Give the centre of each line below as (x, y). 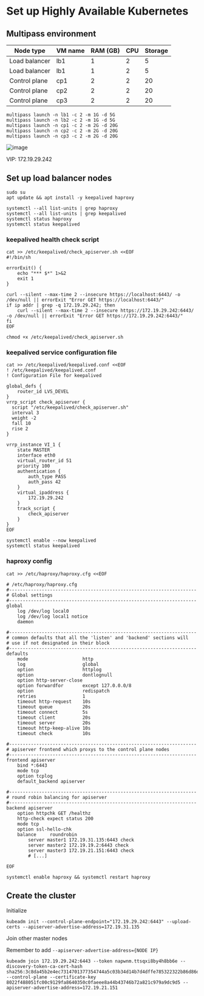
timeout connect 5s (53, 712)
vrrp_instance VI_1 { (34, 445)
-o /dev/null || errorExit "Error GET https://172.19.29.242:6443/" (95, 316)
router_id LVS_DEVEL (43, 392)
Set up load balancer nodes (59, 178)
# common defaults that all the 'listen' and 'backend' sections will (97, 638)
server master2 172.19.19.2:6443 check (79, 845)
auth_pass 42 (45, 482)
